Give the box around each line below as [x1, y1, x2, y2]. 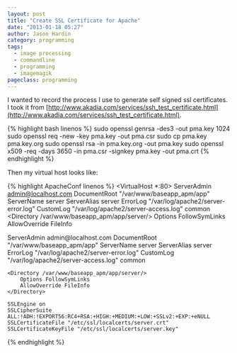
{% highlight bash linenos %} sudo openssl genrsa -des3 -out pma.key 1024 [7, 125, 231, 133]
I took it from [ [7, 103, 49, 112]
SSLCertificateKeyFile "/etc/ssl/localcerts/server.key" [7, 325, 179, 333]
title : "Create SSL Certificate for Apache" [7, 17, 141, 24]
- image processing [13, 50, 71, 57]
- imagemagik [13, 69, 52, 77]
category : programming [7, 37, 74, 44]
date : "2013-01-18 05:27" [7, 23, 83, 30]
